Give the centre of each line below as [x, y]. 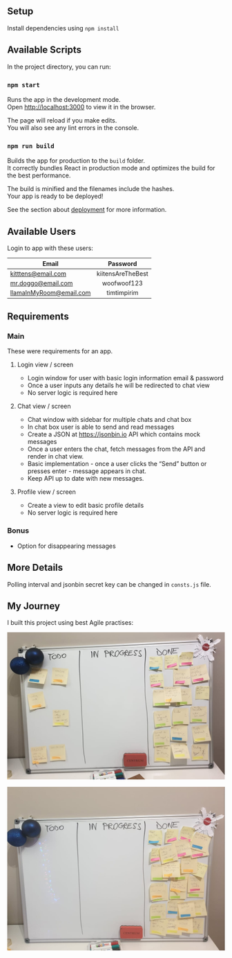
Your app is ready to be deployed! [55, 196]
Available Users [41, 231]
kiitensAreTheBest [122, 274]
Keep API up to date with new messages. [86, 479]
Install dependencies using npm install [63, 28]
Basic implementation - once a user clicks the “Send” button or [117, 464]
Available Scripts [44, 50]
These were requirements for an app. [60, 351]
